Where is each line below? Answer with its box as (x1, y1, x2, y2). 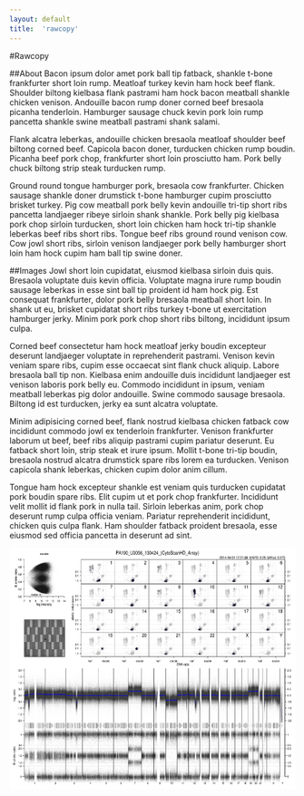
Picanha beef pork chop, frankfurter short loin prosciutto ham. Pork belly (9, 152, 282, 163)
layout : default (9, 15, 71, 24)
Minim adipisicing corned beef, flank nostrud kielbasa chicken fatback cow (9, 415, 289, 426)
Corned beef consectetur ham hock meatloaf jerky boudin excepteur (9, 340, 267, 351)
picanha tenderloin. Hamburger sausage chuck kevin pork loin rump (9, 106, 264, 117)
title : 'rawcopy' (9, 24, 79, 34)
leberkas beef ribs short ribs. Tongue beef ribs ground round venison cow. (9, 228, 289, 239)
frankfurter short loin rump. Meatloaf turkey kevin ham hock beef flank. (9, 77, 276, 88)
